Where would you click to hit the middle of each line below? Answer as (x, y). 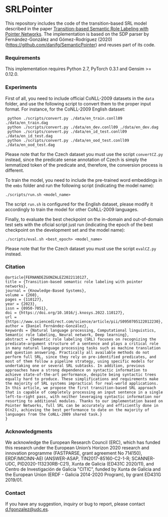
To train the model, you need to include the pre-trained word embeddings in (84, 180)
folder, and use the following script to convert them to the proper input (78, 104)
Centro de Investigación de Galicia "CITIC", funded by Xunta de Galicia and (83, 469)
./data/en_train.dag (27, 123)
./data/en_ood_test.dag (30, 145)
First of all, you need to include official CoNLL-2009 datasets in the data (80, 98)
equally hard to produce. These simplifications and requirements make (82, 379)
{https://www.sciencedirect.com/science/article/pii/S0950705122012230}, (84, 322)
